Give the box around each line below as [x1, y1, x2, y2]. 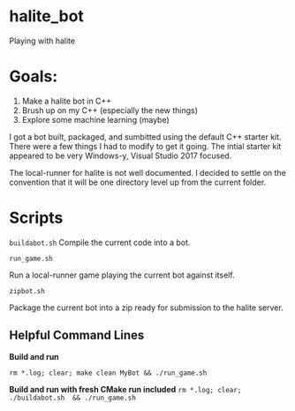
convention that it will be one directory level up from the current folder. [9, 177, 267, 187]
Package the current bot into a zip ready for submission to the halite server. [9, 302, 284, 313]
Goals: [9, 66, 58, 87]
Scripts [9, 208, 64, 228]
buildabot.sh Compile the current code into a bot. [9, 237, 191, 247]
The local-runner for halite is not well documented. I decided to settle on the [9, 167, 287, 178]
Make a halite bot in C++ [21, 95, 112, 106]
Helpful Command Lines [9, 328, 145, 343]
